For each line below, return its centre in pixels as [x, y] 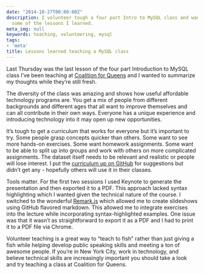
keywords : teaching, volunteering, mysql [59, 35]
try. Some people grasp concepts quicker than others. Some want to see [97, 137]
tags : [13, 40]
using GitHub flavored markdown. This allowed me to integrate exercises [97, 207]
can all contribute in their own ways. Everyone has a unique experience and [101, 112]
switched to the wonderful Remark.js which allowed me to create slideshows [102, 200]
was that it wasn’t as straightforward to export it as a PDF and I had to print [100, 220]
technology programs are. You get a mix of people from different [87, 100]
